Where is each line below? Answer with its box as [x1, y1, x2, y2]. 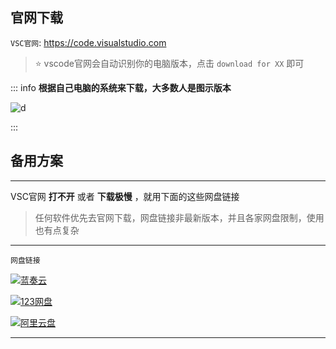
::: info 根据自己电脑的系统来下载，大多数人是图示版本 [10, 81, 232, 93]
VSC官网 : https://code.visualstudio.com [10, 36, 167, 48]
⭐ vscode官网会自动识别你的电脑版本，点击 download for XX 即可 [34, 57, 305, 69]
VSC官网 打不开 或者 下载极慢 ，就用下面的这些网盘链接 [10, 190, 240, 202]
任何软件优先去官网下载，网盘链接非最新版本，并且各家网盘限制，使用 [34, 211, 325, 223]
